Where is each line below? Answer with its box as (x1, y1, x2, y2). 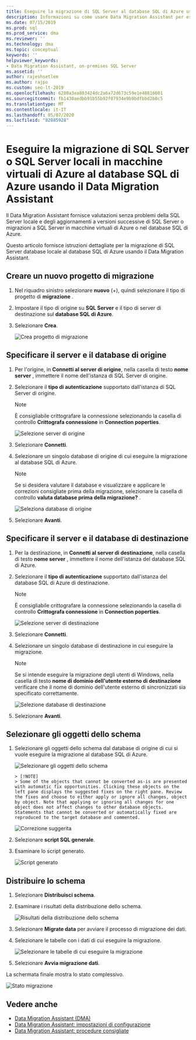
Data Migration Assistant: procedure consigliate (14, 1027, 129, 1034)
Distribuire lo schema (6, 876, 86, 886)
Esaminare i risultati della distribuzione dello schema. (14, 903, 142, 910)
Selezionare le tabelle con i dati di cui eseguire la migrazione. (14, 937, 162, 944)
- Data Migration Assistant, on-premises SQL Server (6, 63, 137, 69)
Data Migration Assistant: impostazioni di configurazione (14, 1021, 150, 1028)
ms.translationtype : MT (6, 101, 64, 107)
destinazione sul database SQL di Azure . (14, 310, 114, 317)
